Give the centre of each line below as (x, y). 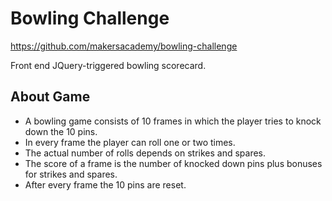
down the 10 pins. (61, 131)
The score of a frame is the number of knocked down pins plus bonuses (173, 163)
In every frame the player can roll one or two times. (130, 142)
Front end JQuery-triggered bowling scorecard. (108, 65)
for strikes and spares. (71, 174)
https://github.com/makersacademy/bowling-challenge (124, 46)
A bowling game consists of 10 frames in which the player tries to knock (173, 121)
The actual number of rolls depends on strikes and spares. (145, 153)
